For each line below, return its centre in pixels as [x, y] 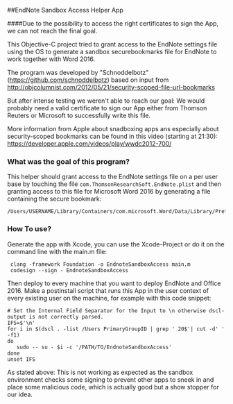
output [17, 317]
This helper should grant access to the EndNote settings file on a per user [113, 177]
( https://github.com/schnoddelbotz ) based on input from [88, 80]
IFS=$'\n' [21, 323]
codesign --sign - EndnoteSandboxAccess [69, 270]
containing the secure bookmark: [54, 199]
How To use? [29, 229]
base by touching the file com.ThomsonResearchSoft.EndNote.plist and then [114, 184]
